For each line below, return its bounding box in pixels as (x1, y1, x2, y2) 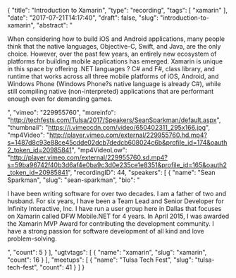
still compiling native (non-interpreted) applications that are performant (7, 87, 214, 95)
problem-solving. (7, 234, 58, 243)
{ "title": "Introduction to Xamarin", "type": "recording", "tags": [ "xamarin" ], (7, 6, 228, 14)
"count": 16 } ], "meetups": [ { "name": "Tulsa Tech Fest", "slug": (7, 255, 194, 264)
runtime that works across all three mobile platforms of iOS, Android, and (7, 72, 219, 80)
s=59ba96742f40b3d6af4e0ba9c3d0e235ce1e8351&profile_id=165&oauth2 (7, 161, 227, 169)
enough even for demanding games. (7, 95, 113, 103)
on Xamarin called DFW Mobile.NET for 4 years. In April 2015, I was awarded (7, 212, 230, 220)
